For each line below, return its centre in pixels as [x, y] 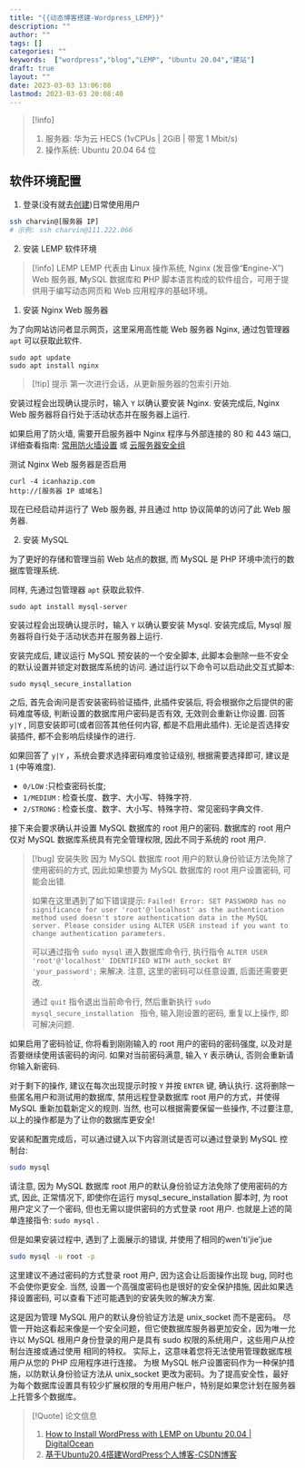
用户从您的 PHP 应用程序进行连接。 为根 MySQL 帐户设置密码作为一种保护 [148, 1362]
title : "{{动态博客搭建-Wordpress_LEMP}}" [87, 18]
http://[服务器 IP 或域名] [56, 491]
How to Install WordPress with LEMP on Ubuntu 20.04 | [148, 1434]
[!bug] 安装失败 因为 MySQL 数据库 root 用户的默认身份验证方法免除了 [162, 859]
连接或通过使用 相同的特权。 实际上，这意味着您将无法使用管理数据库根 [158, 1351]
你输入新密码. [35, 1067]
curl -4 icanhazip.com [52, 482]
